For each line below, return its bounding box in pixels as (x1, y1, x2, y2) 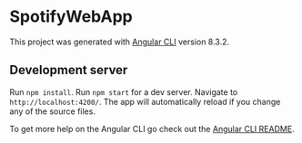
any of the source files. (9, 106, 96, 117)
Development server (9, 62, 128, 78)
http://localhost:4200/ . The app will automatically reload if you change (9, 96, 281, 107)
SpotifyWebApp (9, 6, 134, 27)
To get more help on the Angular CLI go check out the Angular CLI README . (9, 123, 295, 134)
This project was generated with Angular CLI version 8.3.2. (9, 36, 230, 47)
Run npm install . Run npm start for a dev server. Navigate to (9, 86, 238, 97)
